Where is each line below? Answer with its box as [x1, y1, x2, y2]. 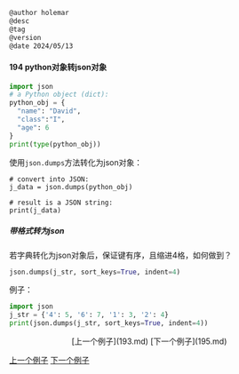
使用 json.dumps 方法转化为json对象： [9, 156, 143, 168]
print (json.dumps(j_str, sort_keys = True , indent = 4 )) [9, 319, 209, 328]
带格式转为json [9, 226, 65, 236]
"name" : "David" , [17, 107, 82, 115]
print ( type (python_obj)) [9, 139, 101, 148]
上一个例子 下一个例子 [9, 355, 90, 366]
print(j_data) [9, 205, 62, 215]
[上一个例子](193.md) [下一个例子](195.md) [71, 336, 227, 346]
